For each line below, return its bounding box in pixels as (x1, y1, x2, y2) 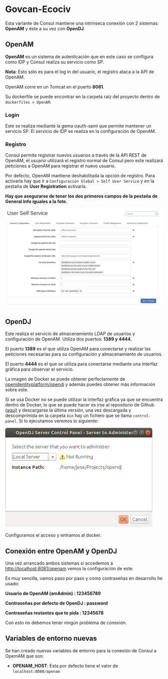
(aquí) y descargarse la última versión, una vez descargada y (5, 407, 131, 414)
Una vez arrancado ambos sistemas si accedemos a (5, 560, 113, 566)
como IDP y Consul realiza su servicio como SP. (5, 59, 104, 65)
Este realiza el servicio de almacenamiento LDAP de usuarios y (5, 331, 135, 337)
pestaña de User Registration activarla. (5, 183, 87, 189)
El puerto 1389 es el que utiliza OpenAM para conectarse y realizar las (5, 346, 151, 352)
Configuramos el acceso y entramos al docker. (5, 532, 102, 538)
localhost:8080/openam (12, 669, 60, 674)
